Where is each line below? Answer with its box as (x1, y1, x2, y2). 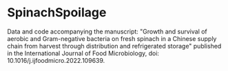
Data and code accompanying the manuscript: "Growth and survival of (7, 27, 208, 35)
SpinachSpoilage (7, 5, 107, 20)
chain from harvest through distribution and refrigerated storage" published (7, 42, 222, 50)
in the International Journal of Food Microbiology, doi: (7, 49, 160, 57)
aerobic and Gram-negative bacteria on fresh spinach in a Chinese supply (7, 34, 217, 42)
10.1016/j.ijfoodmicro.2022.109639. (7, 56, 105, 64)
